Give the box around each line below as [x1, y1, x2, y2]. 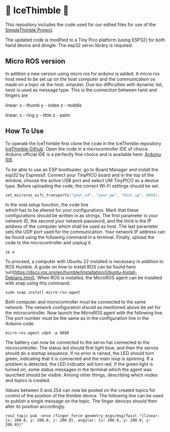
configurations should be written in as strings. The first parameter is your [5, 213, 158, 219]
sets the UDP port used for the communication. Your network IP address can [5, 229, 165, 235]
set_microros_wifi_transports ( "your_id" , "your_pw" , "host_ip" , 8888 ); [5, 192, 160, 198]
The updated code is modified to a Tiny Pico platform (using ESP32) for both [5, 37, 165, 43]
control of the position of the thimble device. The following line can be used [5, 393, 163, 399]
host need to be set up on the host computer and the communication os [5, 76, 156, 82]
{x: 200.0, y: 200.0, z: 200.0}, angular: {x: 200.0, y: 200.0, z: [5, 418, 151, 423]
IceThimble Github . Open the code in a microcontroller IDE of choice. [5, 145, 149, 152]
